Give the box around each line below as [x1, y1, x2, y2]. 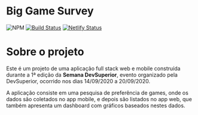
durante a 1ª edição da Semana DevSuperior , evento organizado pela [6, 71, 178, 78]
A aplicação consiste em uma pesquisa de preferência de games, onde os [6, 89, 188, 96]
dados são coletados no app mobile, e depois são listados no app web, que [6, 95, 193, 102]
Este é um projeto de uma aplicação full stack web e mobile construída [6, 65, 181, 72]
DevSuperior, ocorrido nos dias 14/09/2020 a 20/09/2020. [6, 77, 151, 84]
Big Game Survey [6, 4, 94, 18]
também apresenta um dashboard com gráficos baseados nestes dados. [6, 102, 185, 109]
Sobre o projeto [6, 45, 84, 59]
